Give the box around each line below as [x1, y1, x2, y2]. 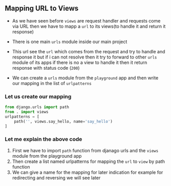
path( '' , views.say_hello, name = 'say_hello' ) [14, 119, 113, 124]
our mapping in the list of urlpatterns [12, 80, 92, 86]
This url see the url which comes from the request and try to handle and [12, 48, 165, 54]
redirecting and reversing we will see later [12, 174, 101, 181]
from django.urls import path [5, 105, 70, 110]
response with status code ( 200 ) [12, 65, 80, 71]
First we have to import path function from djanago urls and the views [12, 147, 159, 153]
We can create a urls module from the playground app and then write [12, 74, 159, 81]
